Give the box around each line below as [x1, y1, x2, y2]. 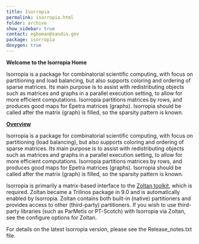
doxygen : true [6, 43, 42, 49]
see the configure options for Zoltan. [6, 214, 97, 221]
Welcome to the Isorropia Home [6, 58, 87, 66]
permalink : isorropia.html [6, 14, 74, 20]
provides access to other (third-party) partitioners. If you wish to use [6, 201, 177, 208]
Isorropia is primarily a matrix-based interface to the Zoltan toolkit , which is [6, 181, 192, 189]
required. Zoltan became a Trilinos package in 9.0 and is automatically [6, 188, 180, 195]
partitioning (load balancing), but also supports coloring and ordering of [6, 138, 185, 145]
